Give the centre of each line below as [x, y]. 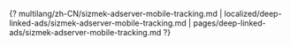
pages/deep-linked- [230, 23]
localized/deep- [253, 14]
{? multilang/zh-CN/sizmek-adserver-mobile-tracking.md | [116, 14]
